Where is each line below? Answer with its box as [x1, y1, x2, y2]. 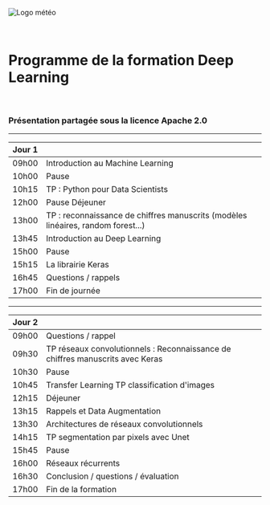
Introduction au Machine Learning [45, 157, 174, 169]
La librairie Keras [45, 259, 110, 271]
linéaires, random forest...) [45, 220, 145, 231]
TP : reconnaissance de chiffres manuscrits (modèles [45, 210, 247, 221]
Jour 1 [12, 145, 39, 156]
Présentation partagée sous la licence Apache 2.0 [8, 115, 207, 126]
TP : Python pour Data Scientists [45, 184, 169, 195]
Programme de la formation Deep [8, 51, 235, 70]
